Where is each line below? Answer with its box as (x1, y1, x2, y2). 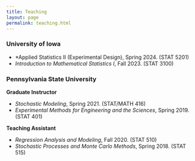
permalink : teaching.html (6, 20, 71, 26)
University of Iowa (6, 40, 61, 48)
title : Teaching (6, 8, 47, 15)
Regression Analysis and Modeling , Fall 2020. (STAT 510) (14, 136, 157, 143)
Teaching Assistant (6, 124, 56, 132)
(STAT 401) (14, 112, 43, 120)
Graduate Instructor (6, 88, 57, 96)
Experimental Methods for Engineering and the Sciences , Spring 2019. (14, 106, 190, 114)
